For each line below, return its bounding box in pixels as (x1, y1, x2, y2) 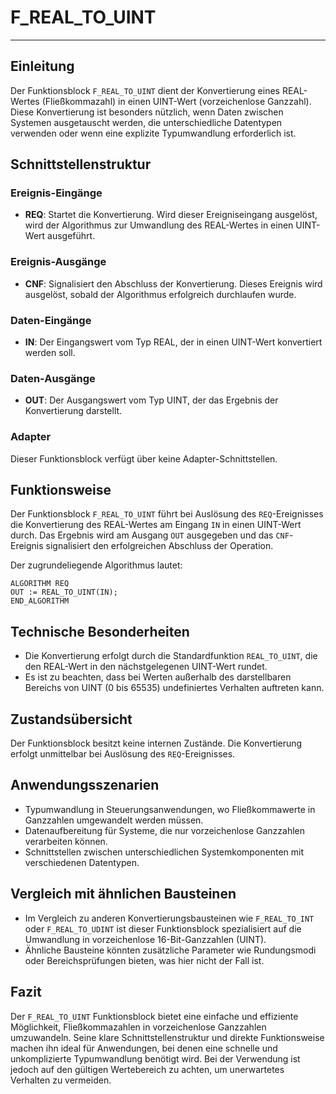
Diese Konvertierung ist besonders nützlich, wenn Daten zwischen (10, 106, 284, 118)
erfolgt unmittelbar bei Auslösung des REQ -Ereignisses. (10, 748, 236, 760)
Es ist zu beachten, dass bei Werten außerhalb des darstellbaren (24, 671, 292, 683)
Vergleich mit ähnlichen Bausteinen (10, 886, 237, 903)
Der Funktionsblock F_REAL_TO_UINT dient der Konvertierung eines (10, 84, 280, 96)
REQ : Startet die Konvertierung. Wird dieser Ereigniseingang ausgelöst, (24, 209, 318, 221)
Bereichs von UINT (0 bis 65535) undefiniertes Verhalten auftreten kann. (24, 682, 325, 694)
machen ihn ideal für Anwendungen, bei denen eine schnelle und (10, 1042, 278, 1054)
